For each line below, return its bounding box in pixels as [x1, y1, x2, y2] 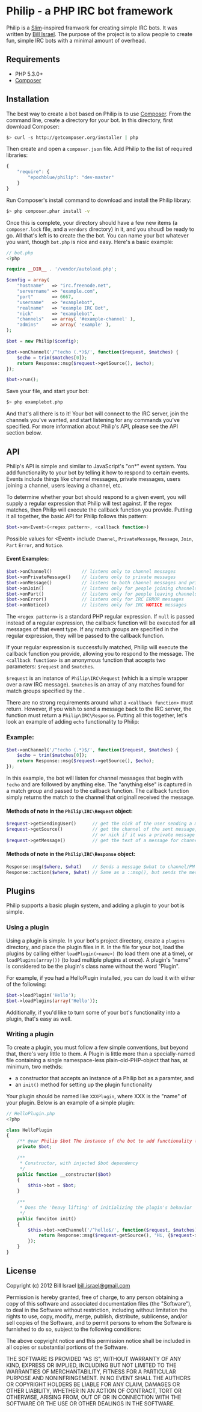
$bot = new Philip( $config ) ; [6, 338, 79, 344]
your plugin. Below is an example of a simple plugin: [6, 1099, 135, 1106]
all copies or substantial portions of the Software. [6, 1343, 128, 1351]
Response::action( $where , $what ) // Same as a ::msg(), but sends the [6, 869, 187, 875]
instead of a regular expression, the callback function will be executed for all [6, 619, 195, 626]
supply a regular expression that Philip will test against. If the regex [6, 500, 173, 507]
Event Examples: [6, 555, 49, 563]
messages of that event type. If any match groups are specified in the [6, 626, 179, 633]
